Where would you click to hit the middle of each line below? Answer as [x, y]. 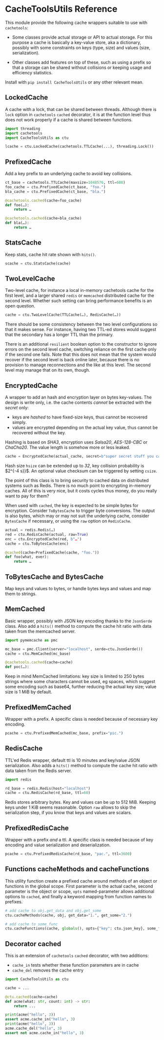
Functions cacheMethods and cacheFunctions [77, 869]
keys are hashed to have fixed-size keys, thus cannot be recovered [80, 417]
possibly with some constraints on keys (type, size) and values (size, [81, 47]
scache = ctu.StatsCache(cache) [38, 263]
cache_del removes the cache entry [48, 970]
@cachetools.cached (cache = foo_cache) [43, 200]
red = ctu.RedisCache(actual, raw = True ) [47, 534]
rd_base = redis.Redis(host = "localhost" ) [48, 788]
